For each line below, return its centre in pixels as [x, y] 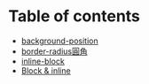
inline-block [43, 61]
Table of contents [74, 16]
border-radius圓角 [54, 51]
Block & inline [46, 70]
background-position [59, 41]
